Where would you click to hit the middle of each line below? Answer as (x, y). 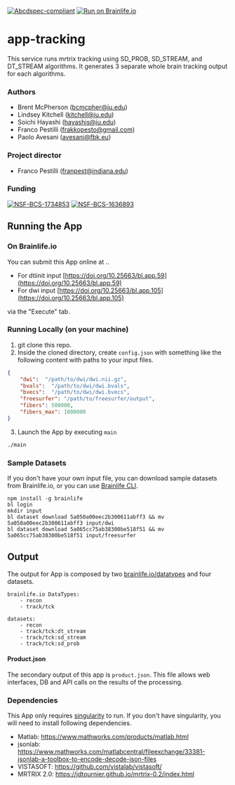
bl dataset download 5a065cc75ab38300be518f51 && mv (86, 529)
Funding (22, 189)
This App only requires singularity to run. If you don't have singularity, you (114, 716)
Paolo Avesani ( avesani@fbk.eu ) (64, 137)
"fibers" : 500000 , (47, 406)
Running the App (45, 226)
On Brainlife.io (32, 246)
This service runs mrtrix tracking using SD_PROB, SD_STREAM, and (105, 58)
